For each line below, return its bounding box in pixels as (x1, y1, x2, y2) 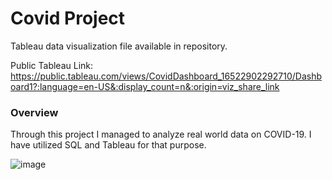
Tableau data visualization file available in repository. (10, 40, 228, 52)
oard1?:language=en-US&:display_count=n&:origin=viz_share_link (10, 80, 280, 92)
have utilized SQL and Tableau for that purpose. (10, 139, 207, 151)
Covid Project (10, 7, 126, 30)
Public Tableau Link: (10, 59, 94, 71)
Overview (10, 105, 59, 119)
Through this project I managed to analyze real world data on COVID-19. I (10, 128, 312, 141)
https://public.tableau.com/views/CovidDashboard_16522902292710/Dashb (10, 70, 322, 82)
